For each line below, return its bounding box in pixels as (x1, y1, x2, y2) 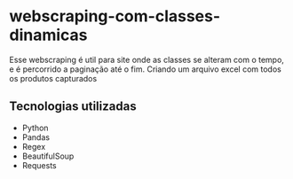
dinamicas (9, 25, 88, 45)
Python (21, 122, 49, 133)
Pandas (21, 131, 51, 143)
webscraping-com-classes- (9, 6, 221, 27)
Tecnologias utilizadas (9, 99, 137, 114)
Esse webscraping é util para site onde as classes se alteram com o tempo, (9, 54, 284, 65)
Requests (21, 160, 57, 170)
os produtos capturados (9, 73, 98, 83)
